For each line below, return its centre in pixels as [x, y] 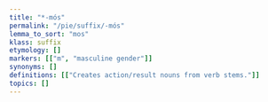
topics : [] [29, 83]
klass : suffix [35, 42]
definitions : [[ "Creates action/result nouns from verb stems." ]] [134, 75]
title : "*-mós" [37, 17]
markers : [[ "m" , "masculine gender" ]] [81, 59]
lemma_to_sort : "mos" [49, 34]
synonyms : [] [33, 67]
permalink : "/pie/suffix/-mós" [67, 26]
